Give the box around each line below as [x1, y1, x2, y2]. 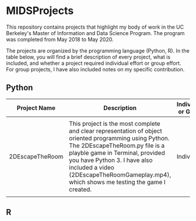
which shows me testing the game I [69, 178, 166, 186]
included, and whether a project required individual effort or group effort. [6, 60, 181, 67]
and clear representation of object [69, 127, 162, 135]
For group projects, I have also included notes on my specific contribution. [6, 65, 185, 72]
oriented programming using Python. [69, 134, 170, 142]
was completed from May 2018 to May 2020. [6, 36, 114, 43]
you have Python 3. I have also [69, 156, 153, 164]
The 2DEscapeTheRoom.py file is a [69, 141, 165, 150]
